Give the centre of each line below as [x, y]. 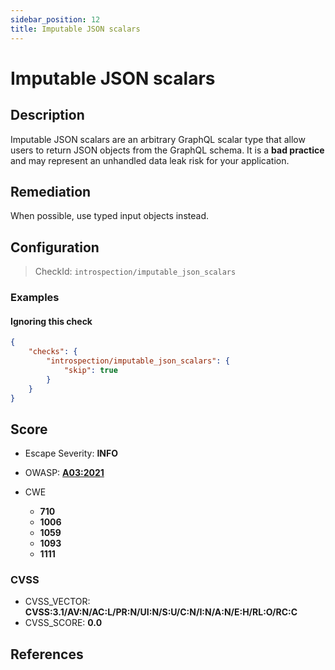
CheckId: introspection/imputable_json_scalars [135, 272]
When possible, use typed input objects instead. [109, 216]
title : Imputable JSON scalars [75, 29]
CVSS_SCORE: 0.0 [63, 623]
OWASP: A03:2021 [64, 473]
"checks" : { [53, 352]
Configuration [55, 247]
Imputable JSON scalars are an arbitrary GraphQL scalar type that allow [158, 139]
